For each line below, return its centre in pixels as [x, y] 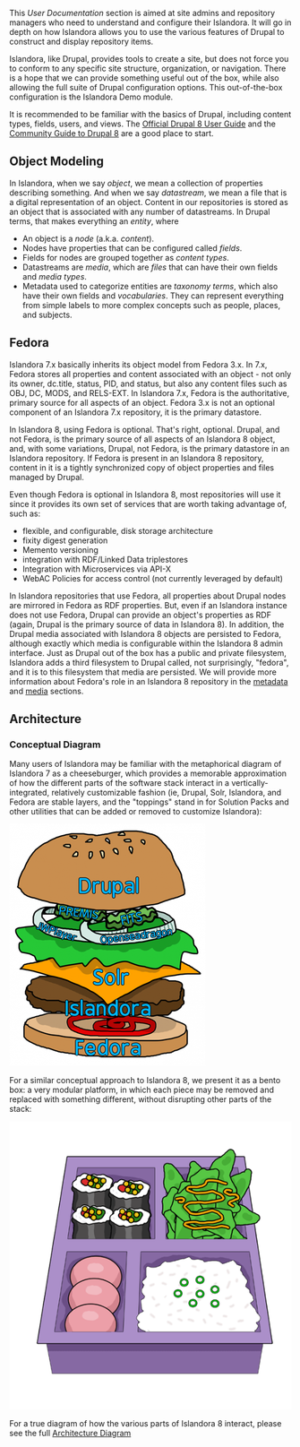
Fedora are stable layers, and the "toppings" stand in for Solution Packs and [149, 802]
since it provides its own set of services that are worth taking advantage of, [148, 504]
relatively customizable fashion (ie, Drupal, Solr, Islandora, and [167, 793]
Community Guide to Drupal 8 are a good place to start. [111, 133]
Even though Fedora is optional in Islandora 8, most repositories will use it [145, 494]
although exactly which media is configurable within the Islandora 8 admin [146, 643]
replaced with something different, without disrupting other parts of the [141, 1099]
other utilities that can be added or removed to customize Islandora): [136, 812]
